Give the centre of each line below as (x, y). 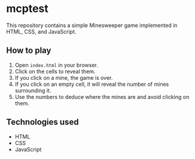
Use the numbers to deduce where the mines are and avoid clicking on (102, 97)
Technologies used (42, 122)
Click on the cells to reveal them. (55, 71)
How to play (29, 51)
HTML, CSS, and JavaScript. (41, 31)
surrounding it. (33, 90)
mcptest (28, 9)
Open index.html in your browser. (57, 65)
